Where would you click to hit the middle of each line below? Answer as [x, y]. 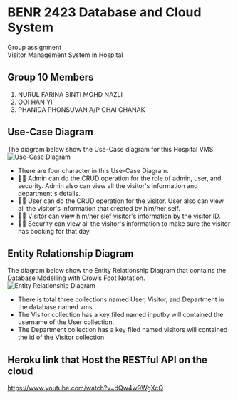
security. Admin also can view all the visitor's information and [108, 185]
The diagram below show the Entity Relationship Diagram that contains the [117, 271]
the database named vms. [56, 307]
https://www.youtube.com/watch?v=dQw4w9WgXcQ [86, 388]
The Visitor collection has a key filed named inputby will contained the [120, 315]
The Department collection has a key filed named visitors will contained [123, 330]
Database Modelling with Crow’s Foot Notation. [76, 278]
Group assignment [35, 47]
